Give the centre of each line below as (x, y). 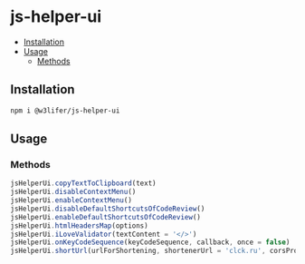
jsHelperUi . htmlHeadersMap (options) (79, 225)
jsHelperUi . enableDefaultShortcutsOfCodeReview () (106, 217)
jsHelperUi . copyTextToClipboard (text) (83, 183)
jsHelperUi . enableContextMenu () (71, 200)
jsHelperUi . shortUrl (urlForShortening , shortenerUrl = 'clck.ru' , (138, 251)
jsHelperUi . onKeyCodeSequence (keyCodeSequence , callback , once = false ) (150, 242)
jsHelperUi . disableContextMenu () (73, 192)
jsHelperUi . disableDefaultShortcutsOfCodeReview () (108, 209)
